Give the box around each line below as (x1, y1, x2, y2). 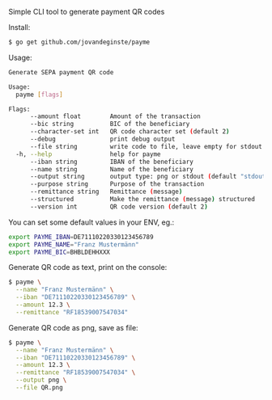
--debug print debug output (29, 135, 176, 143)
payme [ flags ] (15, 91, 63, 99)
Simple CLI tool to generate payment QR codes (8, 7, 165, 16)
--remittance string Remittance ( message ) (29, 187, 183, 196)
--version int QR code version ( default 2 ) (29, 202, 208, 211)
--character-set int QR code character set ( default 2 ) (29, 128, 230, 136)
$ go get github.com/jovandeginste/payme (8, 38, 151, 46)
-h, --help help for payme (15, 149, 161, 158)
